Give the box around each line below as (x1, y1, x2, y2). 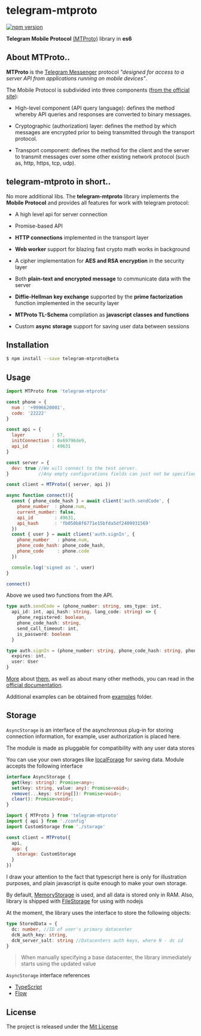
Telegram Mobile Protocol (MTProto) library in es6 (6, 35, 132, 42)
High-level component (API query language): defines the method (14, 104, 175, 111)
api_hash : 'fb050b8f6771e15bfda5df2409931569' (17, 520, 151, 526)
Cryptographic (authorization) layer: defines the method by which (14, 122, 177, 129)
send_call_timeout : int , (17, 626, 79, 632)
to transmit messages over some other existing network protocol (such (14, 153, 190, 160)
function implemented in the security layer (14, 299, 120, 306)
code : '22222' (11, 410, 47, 416)
